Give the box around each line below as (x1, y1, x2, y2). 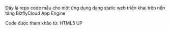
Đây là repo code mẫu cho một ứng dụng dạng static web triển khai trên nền (5, 5, 165, 11)
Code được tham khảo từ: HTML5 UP (5, 20, 83, 26)
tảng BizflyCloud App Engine (5, 10, 66, 16)
